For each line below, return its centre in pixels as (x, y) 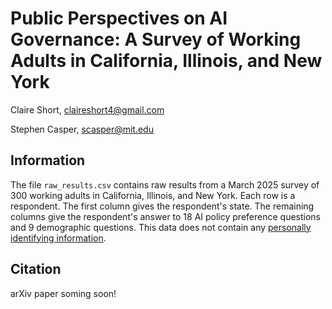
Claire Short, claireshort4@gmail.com (87, 109)
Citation (36, 269)
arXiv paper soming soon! (63, 293)
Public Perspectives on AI (119, 18)
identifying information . (58, 238)
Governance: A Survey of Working (156, 39)
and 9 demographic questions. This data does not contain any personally (161, 227)
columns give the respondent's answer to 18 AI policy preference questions (165, 216)
